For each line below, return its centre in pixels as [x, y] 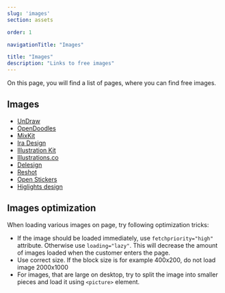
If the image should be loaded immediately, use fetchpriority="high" [115, 238]
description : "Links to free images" [61, 63]
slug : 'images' [29, 13]
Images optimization [52, 208]
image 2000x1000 [42, 267]
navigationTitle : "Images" [45, 45]
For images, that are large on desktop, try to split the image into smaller [117, 274]
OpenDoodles [36, 128]
